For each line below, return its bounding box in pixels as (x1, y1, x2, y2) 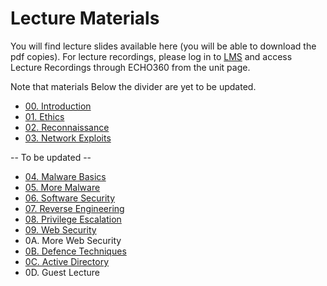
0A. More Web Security (24, 234, 122, 246)
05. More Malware (24, 181, 101, 193)
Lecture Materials (10, 7, 160, 30)
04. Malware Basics (24, 170, 107, 182)
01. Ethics (24, 110, 65, 122)
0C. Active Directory (24, 255, 110, 267)
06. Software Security (24, 192, 116, 204)
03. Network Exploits (24, 132, 112, 144)
